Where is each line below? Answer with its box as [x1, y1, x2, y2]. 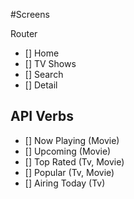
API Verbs [10, 108, 74, 125]
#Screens [10, 9, 50, 20]
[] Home [24, 47, 60, 59]
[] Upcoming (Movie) [24, 145, 112, 157]
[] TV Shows [24, 58, 77, 69]
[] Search [24, 69, 64, 80]
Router [10, 28, 38, 39]
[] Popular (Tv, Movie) [24, 166, 115, 178]
